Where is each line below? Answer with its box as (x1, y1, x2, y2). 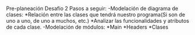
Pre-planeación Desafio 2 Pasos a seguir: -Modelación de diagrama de (6, 5, 179, 12)
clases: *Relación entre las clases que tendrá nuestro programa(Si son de (6, 11, 186, 18)
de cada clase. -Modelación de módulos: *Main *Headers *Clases (6, 23, 169, 30)
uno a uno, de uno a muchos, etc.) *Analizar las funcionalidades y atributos (6, 17, 190, 24)
